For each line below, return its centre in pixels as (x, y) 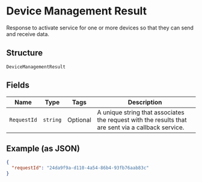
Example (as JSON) (43, 148)
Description (145, 102)
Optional (79, 120)
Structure (25, 53)
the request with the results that (142, 120)
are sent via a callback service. (141, 127)
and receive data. (28, 34)
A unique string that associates (141, 112)
